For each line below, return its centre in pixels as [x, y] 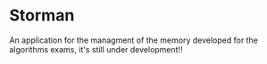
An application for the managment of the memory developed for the [134, 40]
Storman [42, 16]
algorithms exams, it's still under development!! [96, 49]
